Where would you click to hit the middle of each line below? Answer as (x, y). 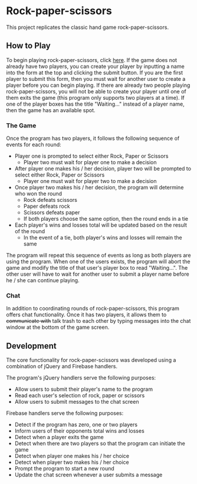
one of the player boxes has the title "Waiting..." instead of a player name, (95, 104)
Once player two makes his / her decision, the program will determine (99, 188)
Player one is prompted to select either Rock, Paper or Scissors (91, 156)
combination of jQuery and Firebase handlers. (62, 367)
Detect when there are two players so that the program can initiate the (100, 443)
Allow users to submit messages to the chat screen (77, 402)
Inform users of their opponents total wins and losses (79, 431)
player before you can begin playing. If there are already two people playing (98, 85)
